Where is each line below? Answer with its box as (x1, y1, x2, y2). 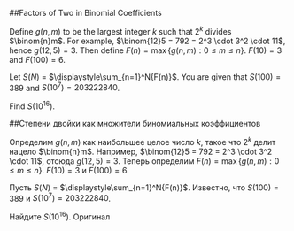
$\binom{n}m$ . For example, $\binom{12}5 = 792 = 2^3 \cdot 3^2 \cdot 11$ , (9, 35, 286, 46)
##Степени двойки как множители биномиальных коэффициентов (9, 118, 261, 128)
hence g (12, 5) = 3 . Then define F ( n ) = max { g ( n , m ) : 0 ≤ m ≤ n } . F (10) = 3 (9, 44, 282, 56)
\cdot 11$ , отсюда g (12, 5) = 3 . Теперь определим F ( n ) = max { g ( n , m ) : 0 (9, 155, 280, 166)
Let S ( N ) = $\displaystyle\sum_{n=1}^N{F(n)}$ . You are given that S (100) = (9, 71, 282, 82)
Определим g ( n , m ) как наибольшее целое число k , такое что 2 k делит (9, 135, 276, 147)
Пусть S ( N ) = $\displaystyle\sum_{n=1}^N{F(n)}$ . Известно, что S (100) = (9, 181, 279, 193)
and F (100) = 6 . (9, 54, 66, 65)
